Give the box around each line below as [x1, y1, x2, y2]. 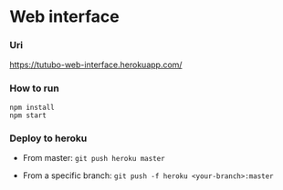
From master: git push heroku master [22, 153, 166, 164]
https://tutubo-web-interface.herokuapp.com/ [9, 59, 183, 70]
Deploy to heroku [9, 132, 88, 145]
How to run [9, 82, 59, 95]
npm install [9, 103, 55, 112]
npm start [9, 111, 47, 120]
